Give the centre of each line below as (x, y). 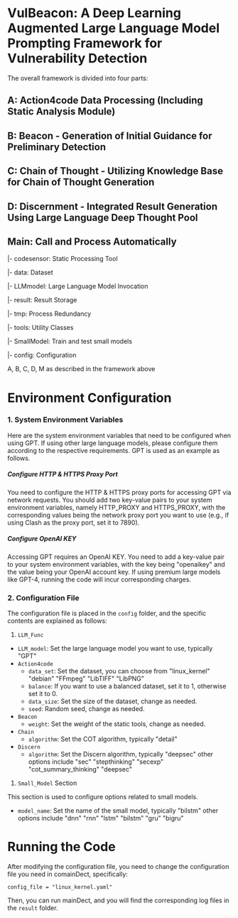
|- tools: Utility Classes (40, 328)
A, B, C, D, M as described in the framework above (81, 369)
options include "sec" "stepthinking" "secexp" (96, 762)
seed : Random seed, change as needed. (86, 709)
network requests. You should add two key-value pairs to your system (110, 500)
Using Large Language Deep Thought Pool (103, 217)
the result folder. (33, 907)
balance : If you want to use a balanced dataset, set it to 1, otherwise (127, 686)
